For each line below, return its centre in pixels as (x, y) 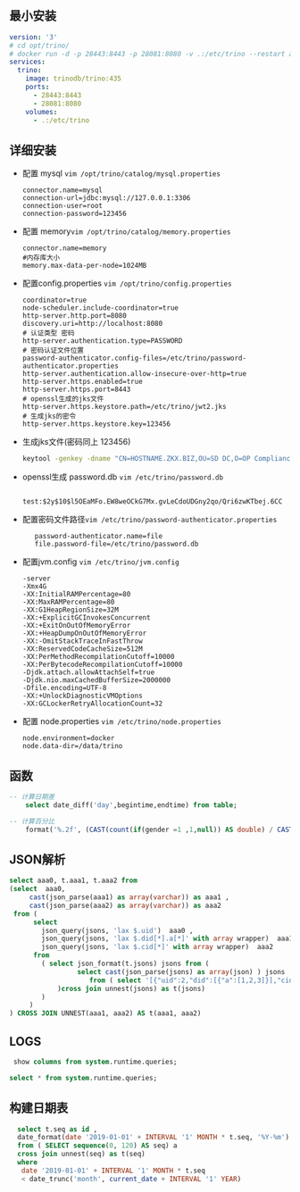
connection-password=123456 (74, 214)
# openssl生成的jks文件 (63, 399)
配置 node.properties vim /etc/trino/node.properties (121, 721)
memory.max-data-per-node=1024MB (84, 266)
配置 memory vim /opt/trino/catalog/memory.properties (126, 231)
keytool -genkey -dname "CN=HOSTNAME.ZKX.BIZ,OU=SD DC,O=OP (136, 459)
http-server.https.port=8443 (76, 390)
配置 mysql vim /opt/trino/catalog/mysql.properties (121, 173)
